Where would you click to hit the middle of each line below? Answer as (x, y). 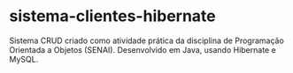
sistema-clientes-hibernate (113, 16)
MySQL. (24, 59)
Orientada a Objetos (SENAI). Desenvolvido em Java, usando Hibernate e (143, 49)
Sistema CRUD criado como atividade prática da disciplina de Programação (147, 40)
